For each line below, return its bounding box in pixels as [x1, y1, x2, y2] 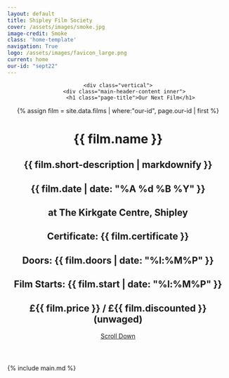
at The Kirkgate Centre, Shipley [48, 207, 188, 219]
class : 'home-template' [7, 37, 77, 44]
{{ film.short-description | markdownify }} [23, 159, 213, 171]
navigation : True [7, 43, 58, 50]
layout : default [7, 10, 55, 18]
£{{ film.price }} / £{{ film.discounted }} [29, 302, 207, 314]
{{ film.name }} [73, 131, 163, 147]
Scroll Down [100, 332, 136, 340]
